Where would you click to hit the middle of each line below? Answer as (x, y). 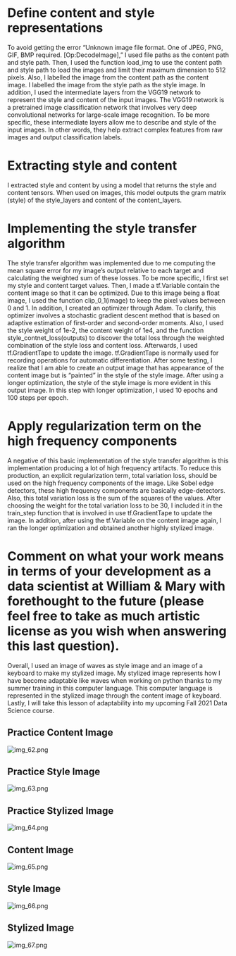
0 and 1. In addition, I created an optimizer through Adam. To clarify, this (112, 308)
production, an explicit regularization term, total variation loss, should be (112, 475)
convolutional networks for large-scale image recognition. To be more (108, 115)
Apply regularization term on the (105, 426)
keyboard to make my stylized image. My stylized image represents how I (114, 673)
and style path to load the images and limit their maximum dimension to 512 (117, 70)
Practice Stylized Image (61, 811)
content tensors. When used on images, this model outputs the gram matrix (117, 192)
